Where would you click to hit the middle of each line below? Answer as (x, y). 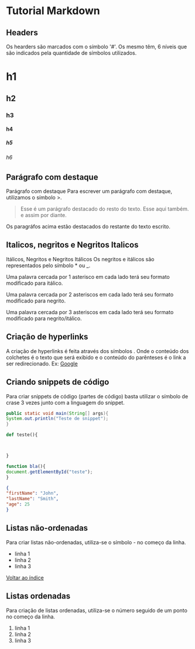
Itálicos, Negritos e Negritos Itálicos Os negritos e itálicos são (80, 259)
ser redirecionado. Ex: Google (42, 364)
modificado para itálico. (35, 283)
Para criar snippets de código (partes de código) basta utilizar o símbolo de (97, 396)
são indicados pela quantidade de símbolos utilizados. (71, 53)
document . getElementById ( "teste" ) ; (49, 472)
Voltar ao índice (25, 577)
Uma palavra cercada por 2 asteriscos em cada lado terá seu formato (90, 294)
